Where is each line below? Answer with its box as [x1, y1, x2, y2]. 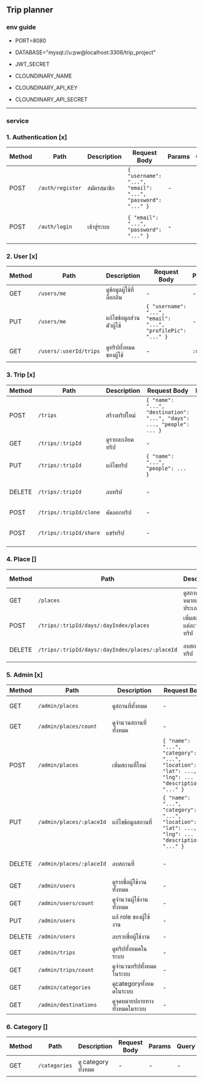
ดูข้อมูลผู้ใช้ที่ [105, 285, 134, 294]
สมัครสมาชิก [87, 183, 115, 192]
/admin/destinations [38, 1002, 97, 1008]
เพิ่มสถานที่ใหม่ [112, 761, 146, 770]
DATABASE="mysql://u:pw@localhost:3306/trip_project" [14, 49, 156, 56]
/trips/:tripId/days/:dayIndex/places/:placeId [38, 646, 178, 653]
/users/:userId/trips [38, 348, 100, 355]
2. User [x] [6, 252, 38, 260]
